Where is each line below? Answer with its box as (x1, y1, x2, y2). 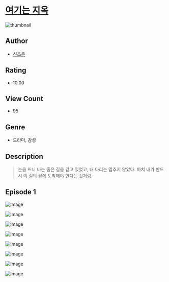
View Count (5, 94, 43, 103)
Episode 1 (5, 187, 37, 197)
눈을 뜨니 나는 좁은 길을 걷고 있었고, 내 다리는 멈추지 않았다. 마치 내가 (17, 167, 155, 172)
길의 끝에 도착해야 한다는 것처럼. (29, 173, 93, 179)
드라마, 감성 (12, 137, 37, 143)
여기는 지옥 (5, 5, 49, 16)
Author (5, 37, 28, 45)
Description (5, 152, 43, 161)
